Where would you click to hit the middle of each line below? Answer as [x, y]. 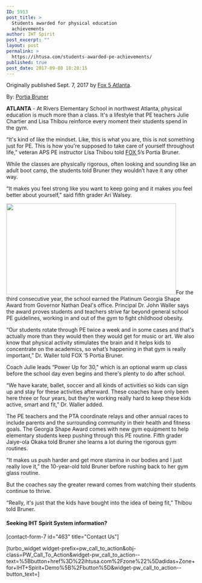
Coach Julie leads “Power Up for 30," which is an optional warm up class [97, 367]
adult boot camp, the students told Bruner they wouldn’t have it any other [97, 170]
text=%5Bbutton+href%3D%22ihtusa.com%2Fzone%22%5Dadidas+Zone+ [101, 561]
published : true [27, 62]
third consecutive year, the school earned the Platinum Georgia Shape [93, 299]
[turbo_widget [24, 548]
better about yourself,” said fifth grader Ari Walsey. [69, 195]
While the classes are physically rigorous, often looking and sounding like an [101, 164]
